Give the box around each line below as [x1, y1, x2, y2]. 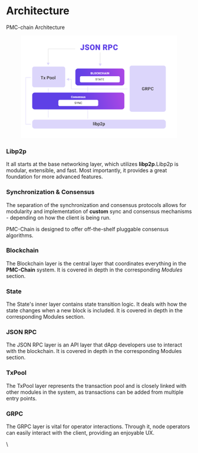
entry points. [6, 394, 37, 402]
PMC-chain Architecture [6, 24, 65, 31]
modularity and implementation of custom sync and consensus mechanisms [6, 208, 192, 215]
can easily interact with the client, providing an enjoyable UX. [6, 429, 155, 436]
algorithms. [6, 232, 34, 239]
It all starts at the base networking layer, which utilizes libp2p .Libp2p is [6, 161, 179, 168]
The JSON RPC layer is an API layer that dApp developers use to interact [6, 341, 183, 348]
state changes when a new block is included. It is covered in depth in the [6, 307, 183, 314]
